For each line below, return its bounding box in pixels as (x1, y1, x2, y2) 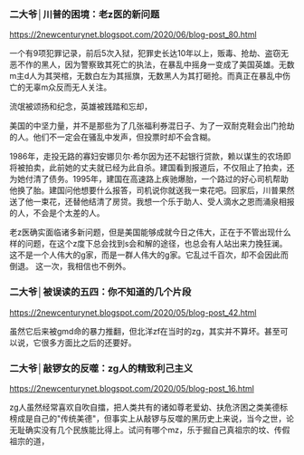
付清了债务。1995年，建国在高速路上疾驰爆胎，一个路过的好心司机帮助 (24, 174, 290, 185)
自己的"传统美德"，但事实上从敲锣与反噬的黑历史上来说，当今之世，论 (33, 412, 295, 423)
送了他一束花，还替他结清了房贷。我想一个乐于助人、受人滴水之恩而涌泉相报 (9, 197, 295, 208)
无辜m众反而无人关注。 (24, 82, 112, 92)
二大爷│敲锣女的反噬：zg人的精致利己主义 (9, 362, 194, 374)
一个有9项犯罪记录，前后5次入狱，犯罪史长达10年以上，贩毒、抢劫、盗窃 (9, 48, 281, 59)
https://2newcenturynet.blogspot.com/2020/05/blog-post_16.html (9, 382, 255, 393)
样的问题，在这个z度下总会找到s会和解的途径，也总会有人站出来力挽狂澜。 (9, 238, 288, 249)
